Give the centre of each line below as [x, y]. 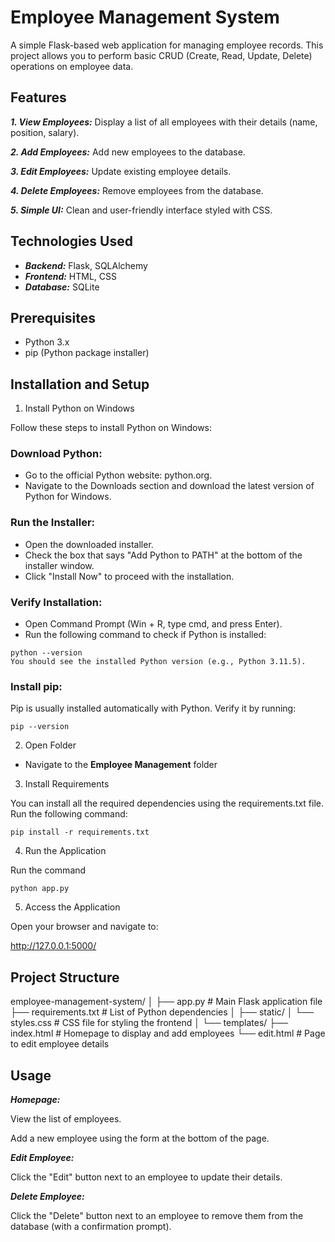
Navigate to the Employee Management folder [121, 765]
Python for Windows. [68, 497]
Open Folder [50, 745]
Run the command [48, 870]
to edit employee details [60, 1044]
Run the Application [65, 851]
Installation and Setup [80, 384]
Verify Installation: [56, 602]
